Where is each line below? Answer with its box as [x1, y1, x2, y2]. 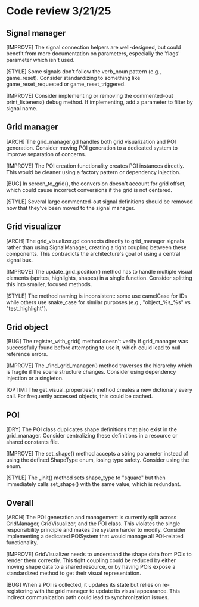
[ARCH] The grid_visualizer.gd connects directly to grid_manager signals [6, 237, 184, 244]
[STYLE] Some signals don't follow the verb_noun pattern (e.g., [6, 68, 161, 75]
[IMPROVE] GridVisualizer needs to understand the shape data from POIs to [6, 550, 192, 558]
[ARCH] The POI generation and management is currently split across [6, 514, 177, 521]
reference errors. [6, 351, 48, 358]
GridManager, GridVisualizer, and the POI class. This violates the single [6, 520, 181, 527]
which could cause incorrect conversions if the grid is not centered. [6, 186, 173, 193]
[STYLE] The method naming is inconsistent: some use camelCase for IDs [6, 292, 188, 299]
